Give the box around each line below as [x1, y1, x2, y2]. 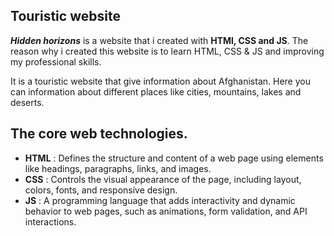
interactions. [24, 215, 77, 228]
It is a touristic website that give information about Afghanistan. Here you [10, 75, 311, 87]
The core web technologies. [10, 125, 188, 143]
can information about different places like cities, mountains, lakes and [10, 85, 302, 98]
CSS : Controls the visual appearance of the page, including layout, [24, 173, 302, 185]
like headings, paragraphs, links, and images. [24, 162, 212, 174]
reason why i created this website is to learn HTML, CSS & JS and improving [10, 45, 325, 57]
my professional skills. [10, 55, 102, 68]
